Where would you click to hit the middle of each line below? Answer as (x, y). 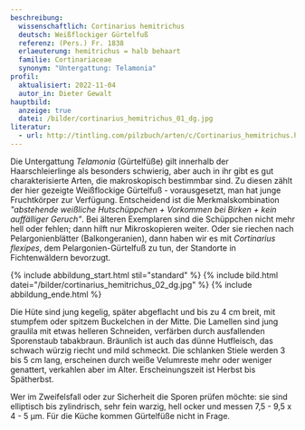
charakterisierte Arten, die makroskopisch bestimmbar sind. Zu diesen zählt (152, 180)
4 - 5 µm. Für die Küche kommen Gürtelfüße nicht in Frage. (120, 416)
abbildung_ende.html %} (56, 294)
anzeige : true (45, 110)
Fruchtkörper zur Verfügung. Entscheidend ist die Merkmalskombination (145, 199)
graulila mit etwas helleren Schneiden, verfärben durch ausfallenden (138, 330)
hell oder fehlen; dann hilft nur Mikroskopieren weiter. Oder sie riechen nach (152, 228)
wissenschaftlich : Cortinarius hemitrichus (101, 26)
